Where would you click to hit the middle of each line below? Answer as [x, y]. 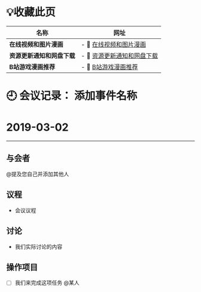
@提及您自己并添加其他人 [38, 174]
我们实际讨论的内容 [39, 246]
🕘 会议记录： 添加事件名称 [72, 96]
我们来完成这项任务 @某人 [47, 283]
